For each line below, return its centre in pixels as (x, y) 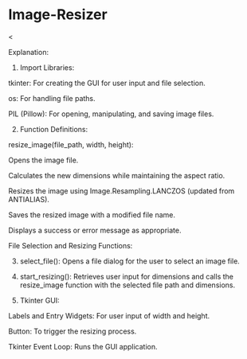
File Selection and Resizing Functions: (71, 245)
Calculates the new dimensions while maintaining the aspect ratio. (117, 175)
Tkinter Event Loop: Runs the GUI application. (83, 346)
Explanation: (29, 52)
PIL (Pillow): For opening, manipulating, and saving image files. (111, 114)
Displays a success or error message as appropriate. (95, 230)
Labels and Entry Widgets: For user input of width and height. (109, 315)
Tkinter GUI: (39, 300)
